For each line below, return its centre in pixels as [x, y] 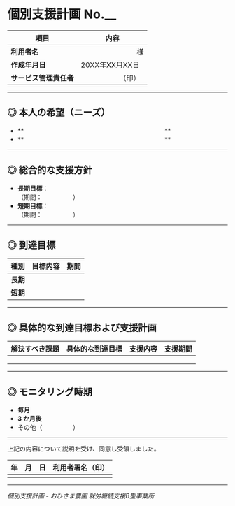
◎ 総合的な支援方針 [50, 170]
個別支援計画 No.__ [62, 14]
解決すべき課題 [35, 349]
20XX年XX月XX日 [110, 65]
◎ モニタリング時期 [50, 392]
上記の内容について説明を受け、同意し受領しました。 [84, 449]
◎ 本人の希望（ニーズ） [59, 113]
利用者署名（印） [81, 468]
